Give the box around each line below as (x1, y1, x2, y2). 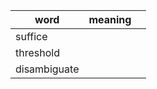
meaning (88, 13, 132, 26)
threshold (15, 46, 60, 59)
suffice (15, 30, 48, 43)
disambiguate (15, 62, 80, 76)
